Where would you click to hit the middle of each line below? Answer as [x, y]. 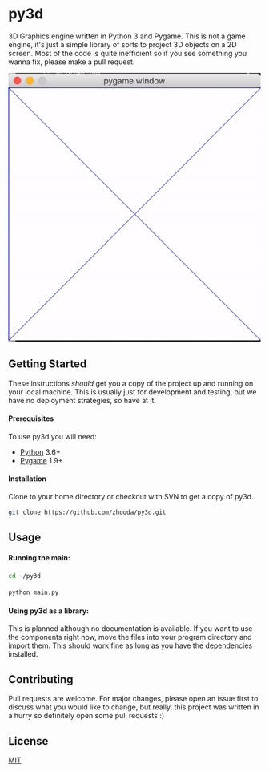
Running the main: [39, 557]
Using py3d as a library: [49, 611]
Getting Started [48, 364]
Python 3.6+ [40, 452]
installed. [23, 654]
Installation [27, 479]
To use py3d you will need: [53, 436]
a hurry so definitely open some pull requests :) [86, 716]
